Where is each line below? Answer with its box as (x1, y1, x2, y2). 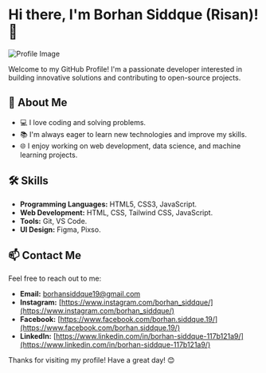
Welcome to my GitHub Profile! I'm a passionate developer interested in (8, 64, 243, 73)
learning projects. (19, 150, 78, 159)
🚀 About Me (8, 96, 68, 109)
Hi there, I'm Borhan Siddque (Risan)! (8, 6, 259, 24)
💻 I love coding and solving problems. (19, 117, 146, 127)
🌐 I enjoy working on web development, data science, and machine (19, 141, 241, 151)
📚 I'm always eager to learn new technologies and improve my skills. (19, 129, 247, 139)
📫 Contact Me (8, 249, 82, 262)
